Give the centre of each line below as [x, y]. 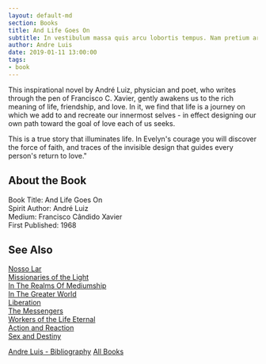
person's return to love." [47, 155]
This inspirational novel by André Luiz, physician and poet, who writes [122, 90]
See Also [30, 249]
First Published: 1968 [42, 225]
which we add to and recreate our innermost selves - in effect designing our [132, 115]
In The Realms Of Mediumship [57, 285]
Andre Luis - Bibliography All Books [66, 352]
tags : [17, 60]
